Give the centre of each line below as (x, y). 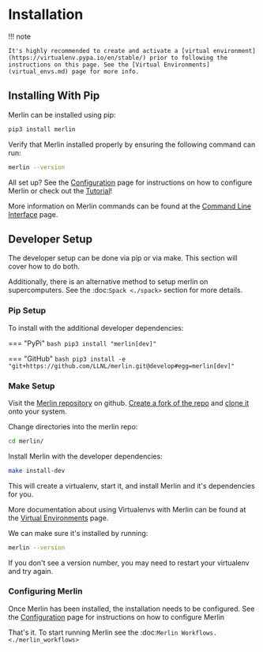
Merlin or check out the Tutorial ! (60, 190)
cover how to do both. (44, 267)
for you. (21, 494)
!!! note (20, 36)
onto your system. (38, 411)
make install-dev (37, 470)
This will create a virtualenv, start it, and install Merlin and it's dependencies (131, 485)
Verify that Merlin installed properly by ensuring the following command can (132, 144)
